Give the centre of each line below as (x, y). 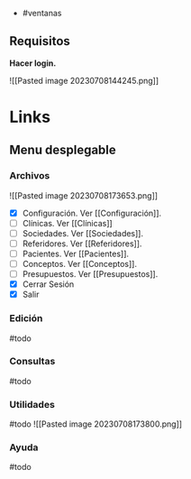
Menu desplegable (63, 150)
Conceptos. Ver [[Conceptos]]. (80, 264)
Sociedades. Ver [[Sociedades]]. (83, 233)
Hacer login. (33, 63)
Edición (26, 318)
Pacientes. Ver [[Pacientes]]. (75, 253)
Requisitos (40, 41)
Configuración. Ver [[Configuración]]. (92, 213)
